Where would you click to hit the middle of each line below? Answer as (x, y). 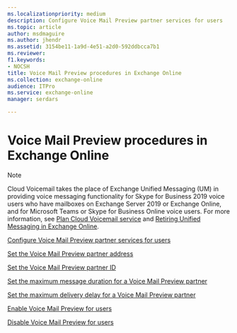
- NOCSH (19, 66)
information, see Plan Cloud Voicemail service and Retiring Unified (104, 218)
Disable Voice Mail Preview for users (61, 322)
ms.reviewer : (27, 54)
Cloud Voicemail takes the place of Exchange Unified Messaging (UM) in (113, 189)
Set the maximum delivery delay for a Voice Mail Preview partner (102, 295)
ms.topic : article (34, 27)
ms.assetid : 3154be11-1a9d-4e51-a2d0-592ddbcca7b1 (83, 47)
